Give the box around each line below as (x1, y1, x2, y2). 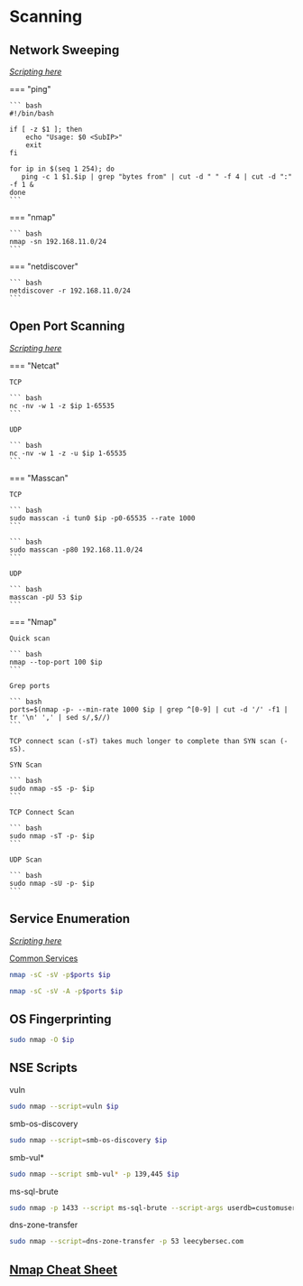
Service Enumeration (9, 911, 131, 927)
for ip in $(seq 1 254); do (9, 164, 115, 173)
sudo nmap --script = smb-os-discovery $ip (9, 1135, 168, 1144)
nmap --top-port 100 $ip (9, 657, 103, 666)
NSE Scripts (9, 1060, 78, 1076)
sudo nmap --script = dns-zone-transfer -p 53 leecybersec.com (9, 1237, 244, 1246)
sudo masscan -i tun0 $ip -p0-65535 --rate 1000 (9, 513, 196, 523)
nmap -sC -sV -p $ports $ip (9, 970, 111, 979)
